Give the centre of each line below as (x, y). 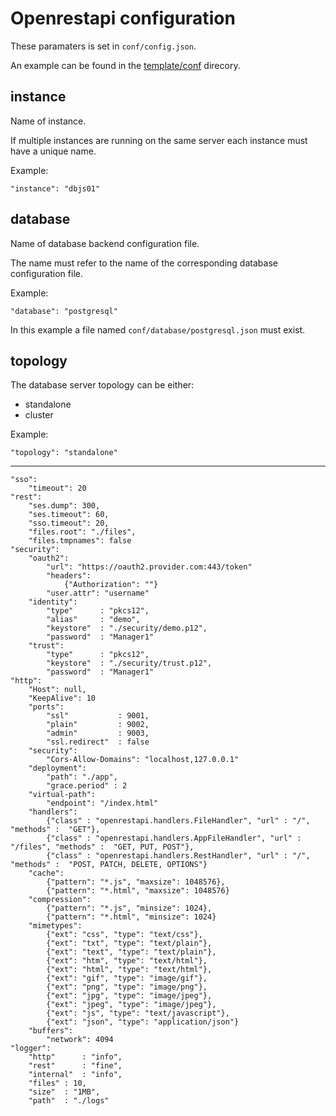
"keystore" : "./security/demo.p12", (127, 628)
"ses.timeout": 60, (69, 515)
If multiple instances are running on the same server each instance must (159, 140)
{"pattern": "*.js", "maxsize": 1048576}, (136, 882)
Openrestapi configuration (123, 18)
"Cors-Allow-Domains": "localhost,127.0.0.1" (143, 760)
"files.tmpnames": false (80, 541)
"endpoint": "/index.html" (102, 803)
